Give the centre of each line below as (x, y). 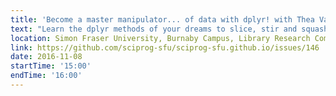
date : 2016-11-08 (46, 57)
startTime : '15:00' (51, 66)
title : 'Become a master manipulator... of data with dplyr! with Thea (162, 19)
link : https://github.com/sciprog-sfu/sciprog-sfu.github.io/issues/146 (165, 47)
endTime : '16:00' (46, 76)
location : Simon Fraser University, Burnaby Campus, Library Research (160, 38)
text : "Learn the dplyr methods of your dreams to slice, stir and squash (169, 29)
